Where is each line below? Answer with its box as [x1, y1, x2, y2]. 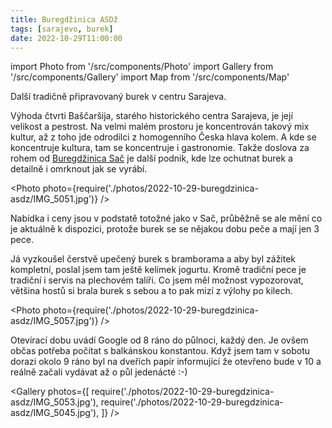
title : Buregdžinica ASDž [10, 14, 118, 25]
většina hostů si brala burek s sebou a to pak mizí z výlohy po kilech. [10, 285, 293, 297]
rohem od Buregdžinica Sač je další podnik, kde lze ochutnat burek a [10, 152, 293, 165]
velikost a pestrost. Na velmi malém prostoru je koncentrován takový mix [10, 121, 310, 133]
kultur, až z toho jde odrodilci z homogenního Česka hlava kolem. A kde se [10, 131, 317, 143]
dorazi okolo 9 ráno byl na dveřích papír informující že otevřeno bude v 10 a [10, 356, 322, 368]
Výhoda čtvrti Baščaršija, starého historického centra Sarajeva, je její [10, 110, 293, 122]
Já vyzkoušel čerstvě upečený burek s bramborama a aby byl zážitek [10, 253, 297, 265]
